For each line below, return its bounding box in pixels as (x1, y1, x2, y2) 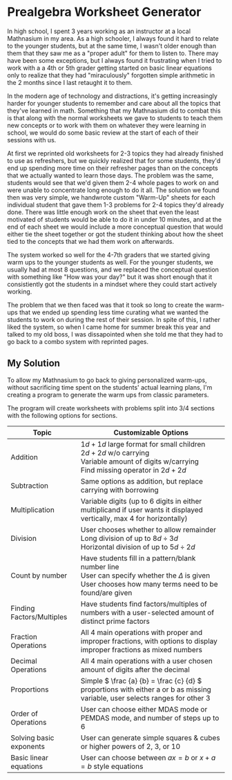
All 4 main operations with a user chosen (80, 656, 213, 665)
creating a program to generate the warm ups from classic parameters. (7, 390, 209, 399)
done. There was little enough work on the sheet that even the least (7, 208, 200, 216)
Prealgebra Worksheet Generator (7, 4, 202, 20)
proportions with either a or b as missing (80, 685, 212, 694)
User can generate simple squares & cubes (80, 733, 220, 743)
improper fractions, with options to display (80, 636, 217, 646)
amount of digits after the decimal (80, 665, 190, 674)
